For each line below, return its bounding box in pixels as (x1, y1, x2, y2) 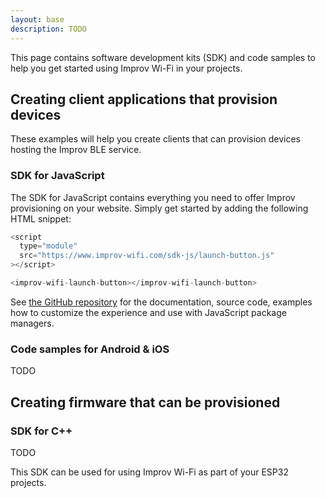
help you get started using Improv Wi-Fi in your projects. (10, 62, 243, 74)
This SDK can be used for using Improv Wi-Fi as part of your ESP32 (10, 466, 289, 478)
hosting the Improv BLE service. (10, 144, 142, 156)
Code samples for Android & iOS (10, 342, 170, 356)
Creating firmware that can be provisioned (10, 394, 281, 411)
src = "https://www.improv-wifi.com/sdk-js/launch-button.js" (19, 251, 275, 261)
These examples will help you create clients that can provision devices (10, 133, 301, 145)
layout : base (10, 14, 65, 25)
